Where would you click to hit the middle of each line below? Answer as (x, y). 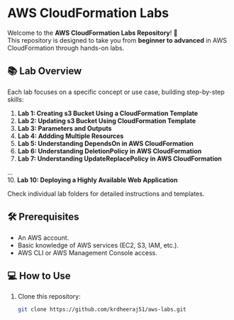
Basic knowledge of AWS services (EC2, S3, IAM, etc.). (98, 245)
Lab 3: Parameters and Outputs (65, 128)
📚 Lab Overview (45, 71)
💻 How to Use (39, 276)
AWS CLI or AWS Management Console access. (88, 252)
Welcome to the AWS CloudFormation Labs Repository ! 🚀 (93, 33)
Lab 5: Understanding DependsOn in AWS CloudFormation (105, 143)
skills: (16, 99)
